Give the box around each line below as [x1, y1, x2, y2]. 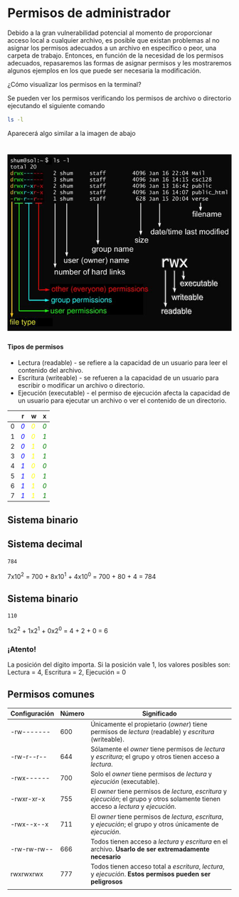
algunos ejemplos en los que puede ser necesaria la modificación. [7, 66, 201, 75]
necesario [90, 852, 121, 861]
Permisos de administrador [7, 5, 171, 21]
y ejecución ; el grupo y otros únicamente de [90, 819, 219, 828]
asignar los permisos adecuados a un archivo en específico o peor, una [7, 43, 217, 52]
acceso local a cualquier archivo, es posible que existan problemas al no [7, 36, 220, 44]
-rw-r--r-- [10, 752, 48, 760]
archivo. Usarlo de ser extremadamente [90, 844, 210, 853]
